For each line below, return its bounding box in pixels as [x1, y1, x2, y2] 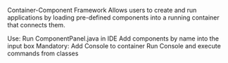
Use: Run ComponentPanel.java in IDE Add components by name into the [7, 34, 220, 43]
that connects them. [7, 21, 65, 29]
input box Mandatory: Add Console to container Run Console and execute [7, 42, 222, 50]
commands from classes [7, 49, 79, 57]
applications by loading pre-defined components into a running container [7, 13, 220, 22]
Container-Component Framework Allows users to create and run [7, 6, 197, 14]
